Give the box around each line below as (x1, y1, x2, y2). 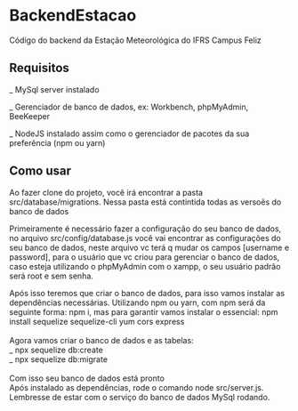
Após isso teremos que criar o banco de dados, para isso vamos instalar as (9, 287, 286, 298)
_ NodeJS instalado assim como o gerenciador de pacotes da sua (9, 128, 250, 139)
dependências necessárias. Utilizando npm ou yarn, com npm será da (9, 297, 266, 308)
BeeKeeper (9, 110, 51, 121)
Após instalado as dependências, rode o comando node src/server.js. (9, 382, 264, 392)
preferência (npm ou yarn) (9, 137, 106, 148)
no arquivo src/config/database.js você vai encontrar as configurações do (9, 232, 282, 243)
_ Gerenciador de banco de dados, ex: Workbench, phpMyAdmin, (9, 101, 249, 112)
